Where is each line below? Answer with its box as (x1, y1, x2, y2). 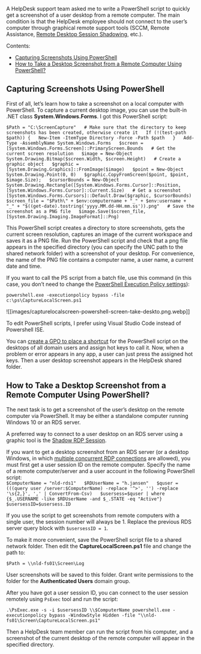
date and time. (6, 262, 42, 270)
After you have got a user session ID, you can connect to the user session (6, 589, 189, 596)
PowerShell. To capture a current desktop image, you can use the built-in (6, 106, 187, 114)
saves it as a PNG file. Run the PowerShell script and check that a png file (6, 237, 188, 244)
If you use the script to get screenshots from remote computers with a (6, 512, 180, 519)
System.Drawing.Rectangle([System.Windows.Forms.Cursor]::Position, (6, 182, 181, 188)
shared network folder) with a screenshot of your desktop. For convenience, (6, 249, 195, 257)
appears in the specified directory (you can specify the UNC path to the (6, 243, 184, 250)
